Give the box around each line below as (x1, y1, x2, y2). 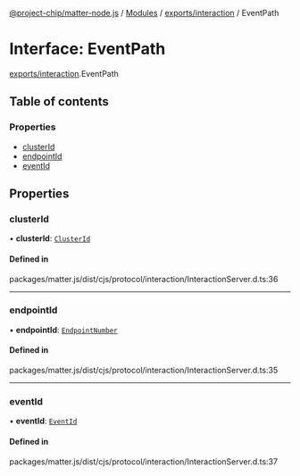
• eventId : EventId (9, 415, 78, 427)
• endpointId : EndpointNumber (9, 324, 118, 335)
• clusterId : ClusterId (9, 233, 91, 244)
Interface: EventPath (9, 39, 166, 59)
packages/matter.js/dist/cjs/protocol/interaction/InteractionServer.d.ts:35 (9, 365, 279, 376)
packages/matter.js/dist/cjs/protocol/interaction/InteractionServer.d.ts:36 (9, 273, 279, 284)
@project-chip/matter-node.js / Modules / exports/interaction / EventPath (9, 8, 279, 18)
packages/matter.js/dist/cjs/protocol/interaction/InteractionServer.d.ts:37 (9, 455, 279, 467)
